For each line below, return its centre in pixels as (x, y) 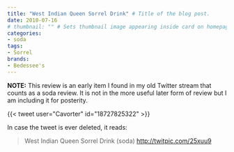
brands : (18, 59)
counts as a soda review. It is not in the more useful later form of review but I (117, 93)
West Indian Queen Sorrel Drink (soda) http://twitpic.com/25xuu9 (118, 141)
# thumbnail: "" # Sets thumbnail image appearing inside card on (106, 26)
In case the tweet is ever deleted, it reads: (67, 127)
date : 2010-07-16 (32, 20)
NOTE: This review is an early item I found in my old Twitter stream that (109, 85)
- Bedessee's (26, 66)
